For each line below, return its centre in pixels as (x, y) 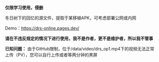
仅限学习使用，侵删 (24, 8)
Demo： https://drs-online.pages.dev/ (42, 28)
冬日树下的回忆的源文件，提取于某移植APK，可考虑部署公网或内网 (71, 18)
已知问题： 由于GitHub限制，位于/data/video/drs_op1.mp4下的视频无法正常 (80, 49)
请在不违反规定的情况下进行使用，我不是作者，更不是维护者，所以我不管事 (79, 39)
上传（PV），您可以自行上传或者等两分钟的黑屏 (51, 55)
